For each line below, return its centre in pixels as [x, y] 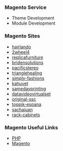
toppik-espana [26, 104]
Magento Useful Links [31, 127]
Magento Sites [22, 36]
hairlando [21, 47]
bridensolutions [28, 62]
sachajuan [22, 109]
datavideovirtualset [31, 94]
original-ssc [24, 99]
